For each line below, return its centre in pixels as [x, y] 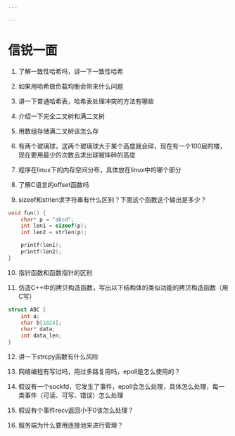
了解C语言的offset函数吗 [54, 184]
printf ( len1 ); [41, 245]
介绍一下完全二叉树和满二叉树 [61, 116]
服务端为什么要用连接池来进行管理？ [71, 425]
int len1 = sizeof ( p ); [54, 226]
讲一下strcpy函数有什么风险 [58, 357]
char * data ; [38, 329]
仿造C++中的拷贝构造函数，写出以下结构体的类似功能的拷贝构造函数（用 [123, 287]
